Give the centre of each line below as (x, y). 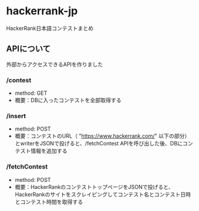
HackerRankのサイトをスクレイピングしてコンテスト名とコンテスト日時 (103, 194)
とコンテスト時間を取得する (49, 201)
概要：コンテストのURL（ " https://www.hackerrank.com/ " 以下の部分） (102, 136)
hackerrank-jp (42, 11)
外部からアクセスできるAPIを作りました (55, 64)
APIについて (28, 49)
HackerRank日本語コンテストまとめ (50, 28)
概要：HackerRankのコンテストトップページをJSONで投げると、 (94, 187)
